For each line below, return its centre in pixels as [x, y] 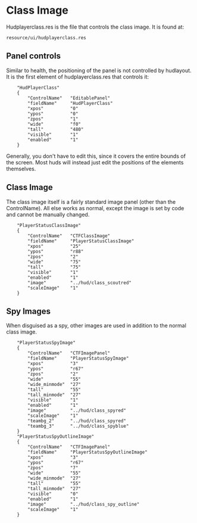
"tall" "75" [54, 267]
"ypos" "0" [53, 114]
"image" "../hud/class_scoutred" [80, 283]
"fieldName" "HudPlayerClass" [70, 103]
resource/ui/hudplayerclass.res [46, 38]
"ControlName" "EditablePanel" [69, 98]
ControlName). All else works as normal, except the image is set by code [95, 208]
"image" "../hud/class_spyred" [77, 411]
